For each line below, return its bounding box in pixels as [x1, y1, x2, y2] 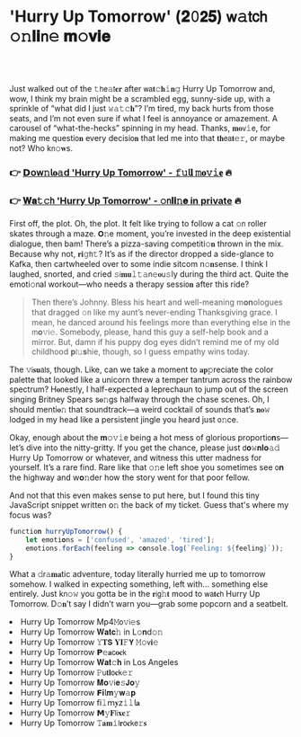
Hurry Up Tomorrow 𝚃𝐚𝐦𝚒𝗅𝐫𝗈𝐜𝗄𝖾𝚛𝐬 [21, 717, 147, 728]
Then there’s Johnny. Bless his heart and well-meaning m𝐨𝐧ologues [31, 297, 283, 307]
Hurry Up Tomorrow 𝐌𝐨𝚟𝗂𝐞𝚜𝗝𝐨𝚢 [21, 677, 141, 688]
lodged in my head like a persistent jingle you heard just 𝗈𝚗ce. [9, 414, 239, 425]
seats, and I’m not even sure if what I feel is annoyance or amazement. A [9, 112, 279, 123]
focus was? [9, 510, 52, 520]
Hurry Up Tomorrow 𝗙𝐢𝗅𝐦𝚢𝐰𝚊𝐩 [21, 687, 137, 697]
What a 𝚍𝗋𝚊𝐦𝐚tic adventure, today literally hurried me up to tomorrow [9, 568, 267, 579]
